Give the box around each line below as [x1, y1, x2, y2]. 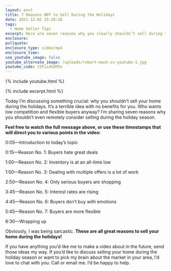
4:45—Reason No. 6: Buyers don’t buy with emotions [5, 199, 117, 205]
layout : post [5, 7, 33, 13]
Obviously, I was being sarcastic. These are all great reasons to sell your [5, 228, 159, 234]
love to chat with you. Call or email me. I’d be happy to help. [5, 260, 131, 266]
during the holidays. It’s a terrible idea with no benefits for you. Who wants [5, 103, 161, 110]
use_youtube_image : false [5, 55, 60, 60]
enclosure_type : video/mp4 [5, 45, 63, 50]
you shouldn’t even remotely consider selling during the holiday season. [5, 114, 156, 120]
